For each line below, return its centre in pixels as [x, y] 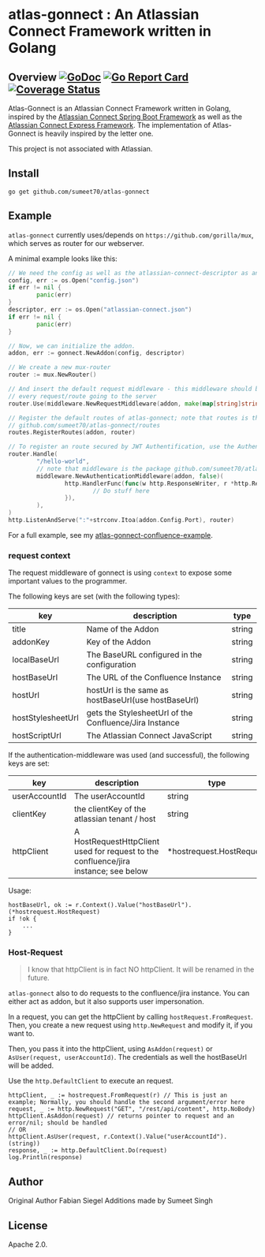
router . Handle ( [33, 454]
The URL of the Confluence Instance [154, 677]
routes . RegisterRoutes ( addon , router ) [72, 433]
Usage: [20, 891]
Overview [33, 77]
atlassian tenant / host [115, 819]
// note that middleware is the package [104, 468]
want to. [21, 1034]
